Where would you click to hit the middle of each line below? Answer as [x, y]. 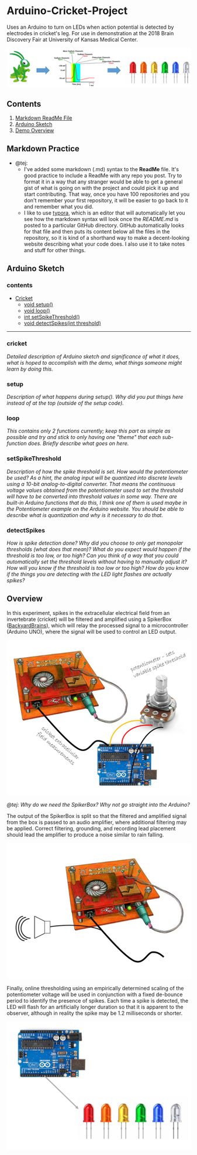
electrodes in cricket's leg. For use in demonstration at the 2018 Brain [90, 33]
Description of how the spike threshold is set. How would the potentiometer [98, 471]
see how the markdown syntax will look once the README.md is [101, 219]
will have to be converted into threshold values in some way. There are [92, 496]
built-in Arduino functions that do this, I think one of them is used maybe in [97, 502]
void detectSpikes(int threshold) [62, 323]
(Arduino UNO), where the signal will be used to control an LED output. [92, 631]
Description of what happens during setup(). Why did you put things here [95, 397]
